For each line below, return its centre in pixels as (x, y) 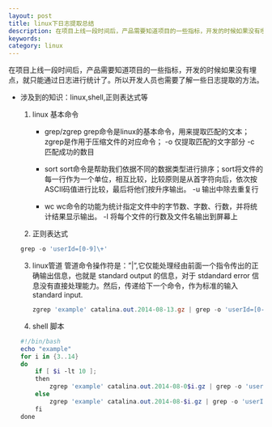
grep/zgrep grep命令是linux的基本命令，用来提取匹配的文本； (147, 132)
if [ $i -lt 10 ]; (66, 372)
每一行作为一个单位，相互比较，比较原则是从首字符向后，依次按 (151, 180)
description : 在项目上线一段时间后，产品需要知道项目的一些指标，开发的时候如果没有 (134, 31)
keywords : (25, 38)
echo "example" (46, 349)
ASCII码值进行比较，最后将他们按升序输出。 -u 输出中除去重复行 (151, 189)
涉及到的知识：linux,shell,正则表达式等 (84, 97)
